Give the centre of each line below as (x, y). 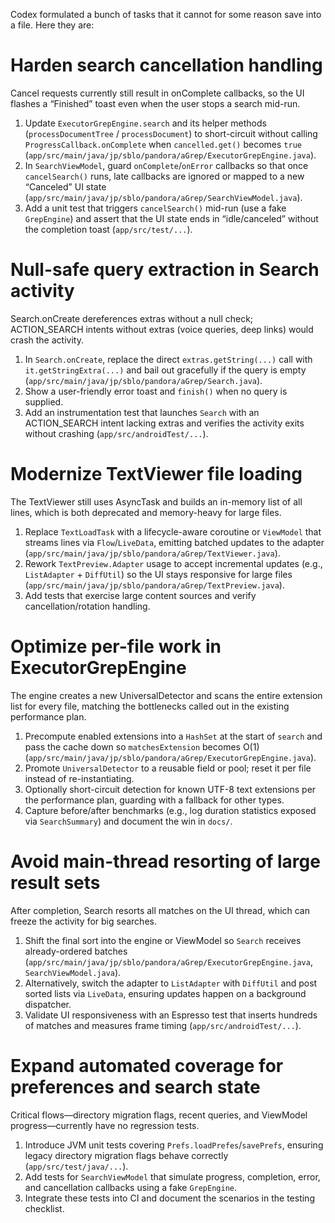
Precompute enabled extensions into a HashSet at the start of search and (173, 736)
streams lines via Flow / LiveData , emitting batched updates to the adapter (174, 542)
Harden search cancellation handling (166, 65)
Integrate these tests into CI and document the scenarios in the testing (169, 1198)
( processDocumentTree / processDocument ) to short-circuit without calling (171, 133)
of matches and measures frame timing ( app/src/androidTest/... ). (163, 1025)
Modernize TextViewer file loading (156, 474)
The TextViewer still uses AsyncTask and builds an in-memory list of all (156, 501)
